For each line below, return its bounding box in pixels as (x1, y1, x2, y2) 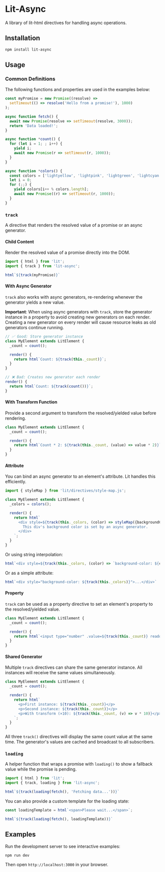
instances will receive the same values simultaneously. (5, 670, 116, 676)
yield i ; (14, 146, 32, 151)
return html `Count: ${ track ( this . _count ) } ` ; (14, 357, 107, 362)
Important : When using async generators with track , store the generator (5, 309, 152, 315)
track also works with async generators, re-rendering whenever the (5, 294, 143, 300)
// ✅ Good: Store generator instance (5, 334, 83, 339)
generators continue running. (5, 325, 64, 331)
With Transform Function (5, 399, 57, 405)
